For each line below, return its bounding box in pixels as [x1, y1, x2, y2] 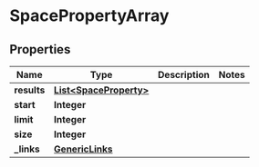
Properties [9, 42, 71, 57]
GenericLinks [53, 142, 113, 155]
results [14, 83, 46, 96]
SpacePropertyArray [9, 5, 170, 26]
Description [158, 69, 210, 81]
